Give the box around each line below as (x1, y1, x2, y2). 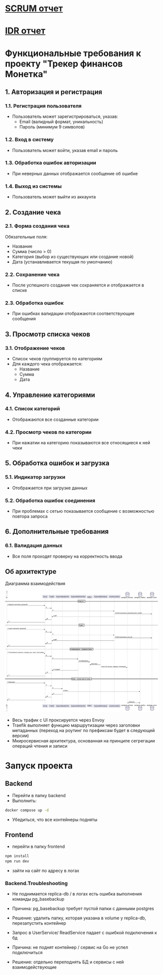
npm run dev (5, 859, 29, 864)
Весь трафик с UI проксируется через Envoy (12, 717, 105, 723)
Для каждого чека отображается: (12, 361, 83, 367)
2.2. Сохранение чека (5, 271, 60, 278)
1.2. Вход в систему (5, 136, 54, 143)
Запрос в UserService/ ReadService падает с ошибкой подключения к (12, 930, 157, 936)
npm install (5, 854, 29, 859)
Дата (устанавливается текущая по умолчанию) (12, 259, 113, 264)
